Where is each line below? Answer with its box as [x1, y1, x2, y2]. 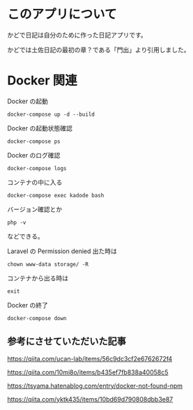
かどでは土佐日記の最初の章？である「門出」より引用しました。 [7, 45, 190, 54]
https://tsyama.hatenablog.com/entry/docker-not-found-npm [7, 381, 183, 390]
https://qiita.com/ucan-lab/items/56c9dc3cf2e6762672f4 [7, 354, 173, 363]
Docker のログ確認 [7, 151, 61, 159]
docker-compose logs [7, 165, 68, 172]
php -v [7, 219, 26, 226]
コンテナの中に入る [7, 178, 63, 186]
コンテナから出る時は [7, 273, 68, 282]
